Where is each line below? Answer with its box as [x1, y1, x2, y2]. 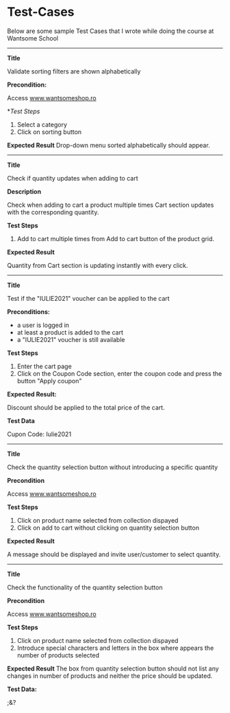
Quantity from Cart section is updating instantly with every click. [7, 261, 188, 269]
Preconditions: [7, 307, 50, 316]
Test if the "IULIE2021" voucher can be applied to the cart [7, 294, 170, 302]
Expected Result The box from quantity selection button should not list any [7, 664, 219, 672]
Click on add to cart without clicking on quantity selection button [16, 523, 200, 532]
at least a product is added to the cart [16, 328, 123, 337]
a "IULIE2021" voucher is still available [16, 335, 125, 343]
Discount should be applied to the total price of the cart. [7, 403, 166, 411]
